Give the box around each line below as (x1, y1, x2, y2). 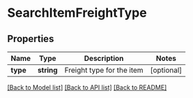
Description (84, 54, 124, 63)
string (37, 65, 58, 75)
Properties (7, 33, 54, 45)
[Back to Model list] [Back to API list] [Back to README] (7, 83, 167, 92)
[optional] (150, 65, 183, 75)
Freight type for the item (64, 65, 144, 75)
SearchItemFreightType (7, 5, 148, 21)
